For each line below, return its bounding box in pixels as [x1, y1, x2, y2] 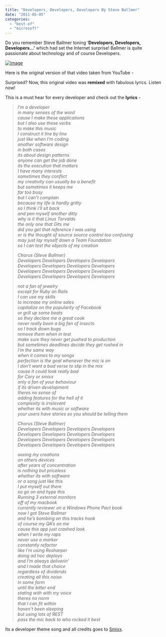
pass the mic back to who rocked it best [17, 616, 100, 622]
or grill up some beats [17, 310, 63, 316]
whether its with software [17, 473, 70, 479]
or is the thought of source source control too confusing [17, 232, 133, 238]
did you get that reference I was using [17, 226, 96, 233]
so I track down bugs [17, 326, 61, 332]
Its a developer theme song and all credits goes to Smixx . [5, 626, 123, 632]
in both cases [17, 147, 46, 153]
